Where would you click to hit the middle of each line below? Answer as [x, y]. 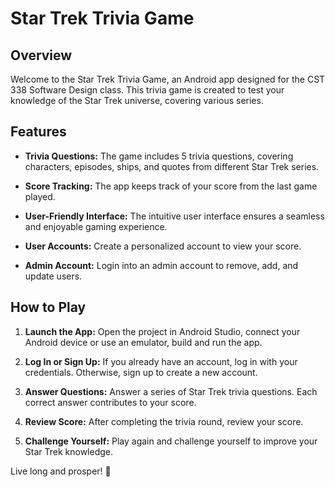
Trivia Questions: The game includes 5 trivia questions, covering [159, 156]
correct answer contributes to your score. [110, 402]
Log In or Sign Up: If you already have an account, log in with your [161, 361]
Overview [41, 55]
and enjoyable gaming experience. [96, 226]
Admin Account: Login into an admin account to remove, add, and [161, 265]
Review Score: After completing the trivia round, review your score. [164, 421]
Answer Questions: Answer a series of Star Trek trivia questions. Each [171, 391]
